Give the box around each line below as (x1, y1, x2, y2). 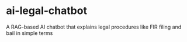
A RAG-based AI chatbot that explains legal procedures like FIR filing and (6, 23, 182, 30)
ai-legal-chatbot (6, 4, 88, 17)
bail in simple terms (6, 29, 53, 36)
